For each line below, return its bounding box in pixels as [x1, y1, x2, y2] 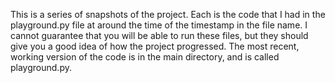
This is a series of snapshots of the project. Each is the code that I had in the [10, 9, 326, 20]
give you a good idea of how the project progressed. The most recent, [10, 40, 300, 52]
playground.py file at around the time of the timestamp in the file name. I [10, 19, 308, 31]
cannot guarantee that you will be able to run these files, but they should [10, 30, 309, 41]
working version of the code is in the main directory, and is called [10, 51, 280, 63]
